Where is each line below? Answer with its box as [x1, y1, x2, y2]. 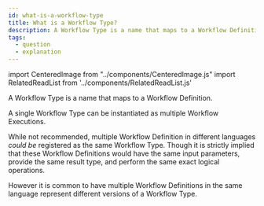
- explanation [15, 48, 61, 56]
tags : [8, 33, 26, 42]
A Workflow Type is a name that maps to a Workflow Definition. [8, 94, 213, 102]
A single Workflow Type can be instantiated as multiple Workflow [8, 109, 219, 118]
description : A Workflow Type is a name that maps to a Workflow [8, 26, 226, 34]
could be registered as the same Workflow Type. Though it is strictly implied [8, 141, 255, 149]
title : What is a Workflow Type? [8, 19, 118, 27]
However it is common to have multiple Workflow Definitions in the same [8, 181, 243, 189]
